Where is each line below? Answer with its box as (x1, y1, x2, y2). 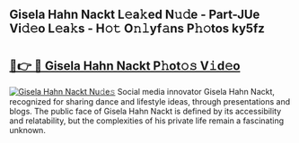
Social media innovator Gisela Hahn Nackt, (117, 87, 276, 97)
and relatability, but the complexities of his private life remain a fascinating (9, 115, 285, 126)
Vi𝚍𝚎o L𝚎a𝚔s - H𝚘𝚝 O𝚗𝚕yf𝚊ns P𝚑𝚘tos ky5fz (9, 21, 265, 37)
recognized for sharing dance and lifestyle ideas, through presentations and (9, 97, 290, 106)
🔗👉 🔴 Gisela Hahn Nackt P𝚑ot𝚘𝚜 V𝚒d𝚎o (9, 58, 241, 73)
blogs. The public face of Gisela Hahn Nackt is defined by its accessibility (9, 106, 282, 116)
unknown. (9, 125, 47, 135)
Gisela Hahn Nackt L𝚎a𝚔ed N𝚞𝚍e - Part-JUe (9, 7, 260, 22)
